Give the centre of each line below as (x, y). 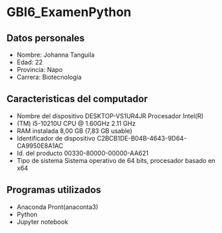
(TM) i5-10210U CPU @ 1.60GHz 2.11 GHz (76, 123)
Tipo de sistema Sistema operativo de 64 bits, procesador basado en (116, 160)
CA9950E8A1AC (40, 146)
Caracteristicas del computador (77, 99)
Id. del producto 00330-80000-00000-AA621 (83, 153)
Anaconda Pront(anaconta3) (57, 206)
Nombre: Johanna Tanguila (55, 55)
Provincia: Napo (40, 70)
